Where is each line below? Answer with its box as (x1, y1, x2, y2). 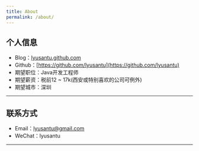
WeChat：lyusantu (14, 132, 60, 139)
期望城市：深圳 (14, 84, 52, 91)
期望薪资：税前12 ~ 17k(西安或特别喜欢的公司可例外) (14, 76, 142, 83)
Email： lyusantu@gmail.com (14, 125, 85, 132)
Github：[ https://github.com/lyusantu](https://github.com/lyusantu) (14, 61, 179, 68)
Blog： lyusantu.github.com (14, 54, 81, 61)
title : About (6, 8, 38, 15)
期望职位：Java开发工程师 (14, 69, 79, 76)
